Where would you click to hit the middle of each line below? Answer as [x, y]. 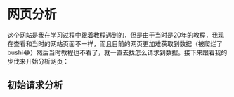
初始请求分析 [35, 85]
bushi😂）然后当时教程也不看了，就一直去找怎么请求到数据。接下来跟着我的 [117, 52]
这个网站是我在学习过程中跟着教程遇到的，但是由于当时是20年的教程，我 [113, 35]
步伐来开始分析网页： [38, 61]
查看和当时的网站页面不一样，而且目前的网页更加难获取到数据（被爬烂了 [118, 43]
